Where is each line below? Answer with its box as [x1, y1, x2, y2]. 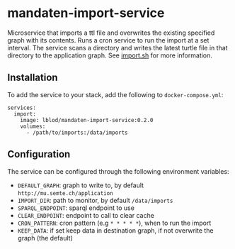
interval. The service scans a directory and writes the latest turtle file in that [7, 43, 228, 52]
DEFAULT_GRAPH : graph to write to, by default [17, 181, 144, 189]
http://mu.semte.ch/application [17, 189, 113, 197]
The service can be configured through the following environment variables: [7, 167, 229, 175]
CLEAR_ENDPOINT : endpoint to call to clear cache [17, 211, 154, 219]
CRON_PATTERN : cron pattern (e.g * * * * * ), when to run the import [17, 218, 212, 227]
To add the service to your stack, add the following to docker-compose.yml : [7, 90, 224, 99]
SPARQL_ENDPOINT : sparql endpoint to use [17, 204, 134, 212]
